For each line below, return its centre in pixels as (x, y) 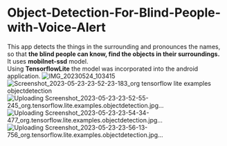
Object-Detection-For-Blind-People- (114, 13)
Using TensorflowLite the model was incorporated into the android (103, 69)
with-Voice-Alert (56, 27)
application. (24, 76)
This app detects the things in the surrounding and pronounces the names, (114, 46)
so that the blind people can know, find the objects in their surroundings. (113, 54)
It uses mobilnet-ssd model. (48, 61)
